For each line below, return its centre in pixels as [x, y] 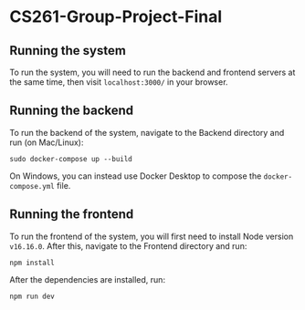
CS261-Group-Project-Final [116, 17]
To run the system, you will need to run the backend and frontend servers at [152, 72]
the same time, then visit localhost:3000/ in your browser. [119, 82]
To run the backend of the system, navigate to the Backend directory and [147, 132]
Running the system [68, 51]
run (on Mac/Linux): [47, 142]
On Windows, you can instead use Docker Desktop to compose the [136, 176]
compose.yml [32, 186]
